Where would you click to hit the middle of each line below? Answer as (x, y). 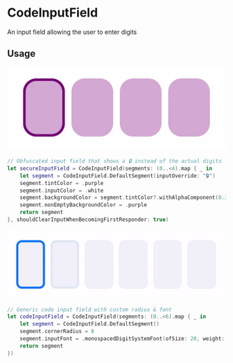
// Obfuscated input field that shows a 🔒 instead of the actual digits (114, 161)
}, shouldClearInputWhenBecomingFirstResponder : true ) (88, 220)
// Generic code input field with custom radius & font (89, 310)
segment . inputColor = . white (62, 191)
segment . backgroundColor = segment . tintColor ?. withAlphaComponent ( (119, 198)
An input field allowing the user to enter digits (72, 32)
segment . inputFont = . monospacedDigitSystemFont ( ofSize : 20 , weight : (122, 339)
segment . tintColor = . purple (62, 183)
